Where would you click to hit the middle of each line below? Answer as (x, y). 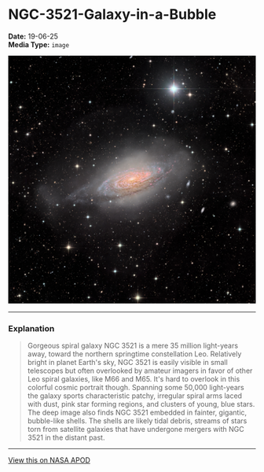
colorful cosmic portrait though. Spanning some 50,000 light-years (136, 388)
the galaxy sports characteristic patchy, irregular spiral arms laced (134, 396)
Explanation (31, 328)
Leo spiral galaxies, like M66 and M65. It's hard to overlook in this (134, 379)
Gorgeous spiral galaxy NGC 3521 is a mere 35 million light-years (132, 346)
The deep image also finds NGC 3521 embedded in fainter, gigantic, (137, 413)
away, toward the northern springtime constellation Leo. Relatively (134, 354)
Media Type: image (38, 44)
